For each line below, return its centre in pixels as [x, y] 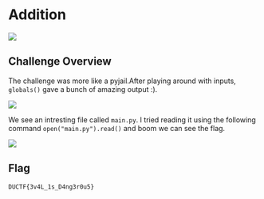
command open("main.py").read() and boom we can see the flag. [117, 128]
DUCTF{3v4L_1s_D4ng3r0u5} [51, 187]
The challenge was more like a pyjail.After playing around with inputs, [122, 81]
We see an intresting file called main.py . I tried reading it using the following [132, 119]
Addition [37, 15]
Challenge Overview [60, 62]
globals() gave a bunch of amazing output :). [83, 89]
